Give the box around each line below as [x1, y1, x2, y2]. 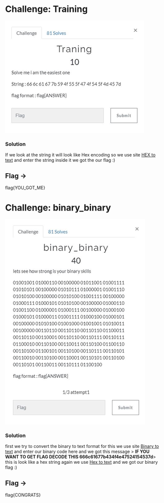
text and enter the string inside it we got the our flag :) [5, 157, 115, 163]
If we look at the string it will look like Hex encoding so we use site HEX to [5, 152, 156, 158]
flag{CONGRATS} [5, 492, 41, 498]
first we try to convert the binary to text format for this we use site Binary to [5, 443, 160, 449]
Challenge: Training [5, 3, 88, 15]
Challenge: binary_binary [5, 202, 111, 214]
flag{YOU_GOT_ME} [5, 185, 46, 191]
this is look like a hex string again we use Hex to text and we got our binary [5, 459, 158, 465]
